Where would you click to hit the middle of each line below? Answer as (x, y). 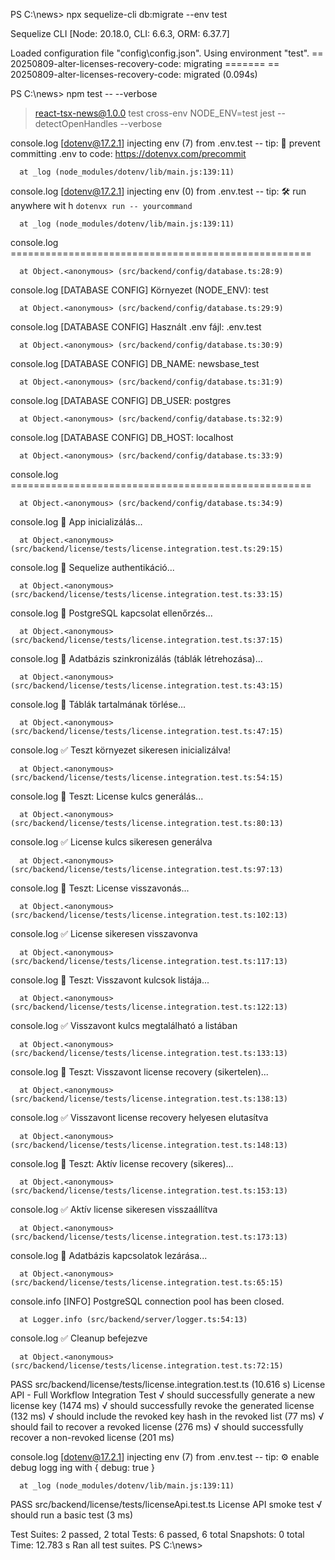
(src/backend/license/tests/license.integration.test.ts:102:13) (149, 915)
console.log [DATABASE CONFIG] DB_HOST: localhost (122, 437)
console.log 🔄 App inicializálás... (76, 522)
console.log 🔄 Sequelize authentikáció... (92, 567)
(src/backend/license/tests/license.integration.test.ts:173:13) (149, 1237)
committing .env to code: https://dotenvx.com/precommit (128, 153)
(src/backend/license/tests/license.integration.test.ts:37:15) (147, 640)
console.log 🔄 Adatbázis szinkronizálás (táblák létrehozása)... (136, 658)
